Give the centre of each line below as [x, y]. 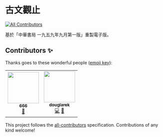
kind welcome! [20, 130]
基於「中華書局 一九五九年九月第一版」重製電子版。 [58, 34]
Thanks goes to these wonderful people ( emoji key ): [59, 62]
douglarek [59, 105]
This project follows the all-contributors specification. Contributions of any [82, 125]
